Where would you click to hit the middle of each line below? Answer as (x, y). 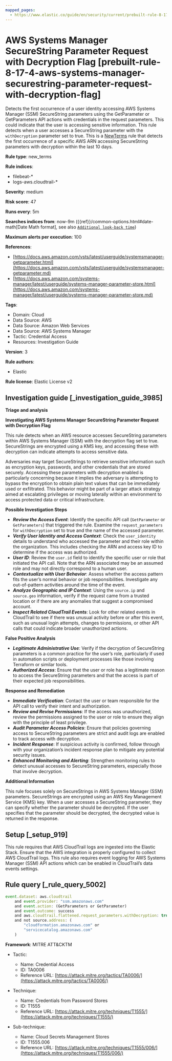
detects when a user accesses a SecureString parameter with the (74, 131)
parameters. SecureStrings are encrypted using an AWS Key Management (83, 797)
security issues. (29, 755)
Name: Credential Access (47, 964)
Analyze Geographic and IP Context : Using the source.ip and (79, 590)
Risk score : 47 (21, 202)
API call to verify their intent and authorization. (62, 706)
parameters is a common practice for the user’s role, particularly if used (88, 654)
